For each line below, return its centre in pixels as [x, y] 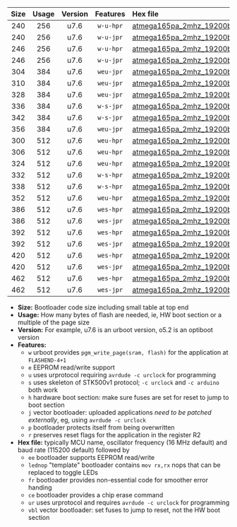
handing [40, 487]
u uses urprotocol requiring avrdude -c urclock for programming [122, 375]
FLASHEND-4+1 [47, 360]
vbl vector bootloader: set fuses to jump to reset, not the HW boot [124, 510]
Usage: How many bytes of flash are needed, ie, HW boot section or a [120, 315]
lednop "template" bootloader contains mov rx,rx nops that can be [124, 465]
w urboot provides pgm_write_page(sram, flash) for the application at [128, 352]
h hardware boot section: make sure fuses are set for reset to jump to [128, 397]
